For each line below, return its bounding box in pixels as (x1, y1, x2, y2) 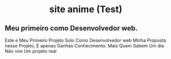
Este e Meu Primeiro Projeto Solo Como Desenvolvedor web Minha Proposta (5, 37, 166, 43)
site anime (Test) (49, 4, 123, 15)
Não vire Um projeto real (5, 48, 57, 54)
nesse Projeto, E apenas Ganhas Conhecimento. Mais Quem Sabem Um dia (5, 43, 164, 49)
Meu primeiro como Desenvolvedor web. (5, 24, 138, 33)
